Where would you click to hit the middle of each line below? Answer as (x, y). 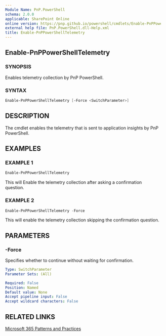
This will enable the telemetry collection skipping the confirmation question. (82, 220)
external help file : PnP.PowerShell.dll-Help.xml (57, 28)
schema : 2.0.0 (20, 14)
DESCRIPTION (27, 116)
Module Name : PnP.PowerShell (35, 10)
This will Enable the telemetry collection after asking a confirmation (74, 182)
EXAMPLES (23, 149)
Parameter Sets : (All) (28, 274)
